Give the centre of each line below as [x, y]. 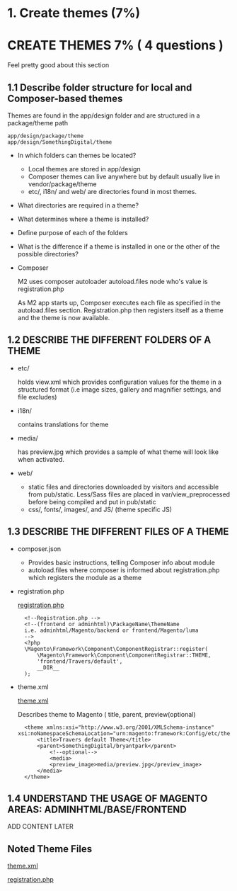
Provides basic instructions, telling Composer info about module [122, 562]
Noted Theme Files [50, 849]
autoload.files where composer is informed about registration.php [124, 570]
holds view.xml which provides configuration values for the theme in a [119, 382]
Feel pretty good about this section [58, 65]
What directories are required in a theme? [78, 205]
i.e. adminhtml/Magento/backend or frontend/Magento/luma [111, 630]
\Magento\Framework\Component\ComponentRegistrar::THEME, [124, 655]
